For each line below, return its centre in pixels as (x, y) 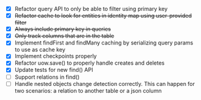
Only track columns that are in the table (64, 36)
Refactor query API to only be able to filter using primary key (91, 9)
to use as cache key (40, 50)
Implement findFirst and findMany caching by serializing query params (104, 43)
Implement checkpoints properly (56, 56)
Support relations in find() (47, 77)
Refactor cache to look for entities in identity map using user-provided (103, 16)
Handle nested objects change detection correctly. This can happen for (105, 84)
